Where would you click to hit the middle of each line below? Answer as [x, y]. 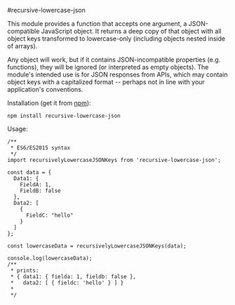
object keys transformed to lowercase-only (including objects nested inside [116, 39]
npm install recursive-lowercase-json [64, 116]
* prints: [25, 271]
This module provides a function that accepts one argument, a [97, 23]
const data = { [29, 172]
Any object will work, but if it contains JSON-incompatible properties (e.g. [114, 60]
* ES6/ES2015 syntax [40, 148]
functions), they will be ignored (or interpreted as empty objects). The [108, 67]
